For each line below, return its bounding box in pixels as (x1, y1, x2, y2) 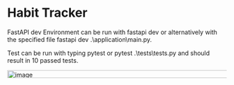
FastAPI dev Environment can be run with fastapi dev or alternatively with (7, 28, 218, 36)
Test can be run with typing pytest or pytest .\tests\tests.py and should (7, 49, 210, 57)
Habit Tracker (7, 5, 88, 21)
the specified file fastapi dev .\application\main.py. (7, 35, 152, 43)
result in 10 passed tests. (7, 56, 79, 64)
